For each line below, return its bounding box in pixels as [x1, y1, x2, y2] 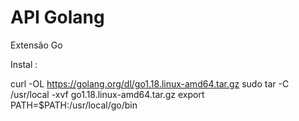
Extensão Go [10, 39, 63, 51]
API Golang [10, 6, 105, 29]
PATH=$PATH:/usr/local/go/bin [10, 99, 138, 111]
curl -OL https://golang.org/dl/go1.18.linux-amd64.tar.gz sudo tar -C [10, 77, 290, 90]
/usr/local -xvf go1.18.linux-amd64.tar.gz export [10, 88, 205, 100]
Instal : [10, 58, 38, 70]
